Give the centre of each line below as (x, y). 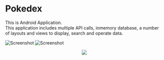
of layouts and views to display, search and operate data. (64, 33)
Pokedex (24, 9)
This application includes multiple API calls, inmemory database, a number (82, 27)
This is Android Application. (34, 22)
